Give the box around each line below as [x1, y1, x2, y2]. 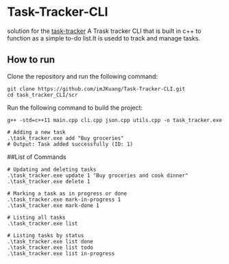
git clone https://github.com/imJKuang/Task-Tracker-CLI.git [7, 85, 186, 93]
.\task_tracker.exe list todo [7, 244, 94, 251]
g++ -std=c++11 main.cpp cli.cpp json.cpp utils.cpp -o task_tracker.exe [7, 117, 223, 123]
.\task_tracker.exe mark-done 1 [7, 202, 99, 209]
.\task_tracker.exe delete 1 [7, 178, 91, 185]
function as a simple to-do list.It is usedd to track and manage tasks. [7, 34, 201, 42]
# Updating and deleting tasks [7, 166, 97, 173]
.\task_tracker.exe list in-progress [7, 250, 115, 257]
